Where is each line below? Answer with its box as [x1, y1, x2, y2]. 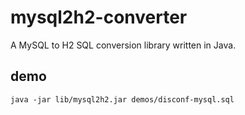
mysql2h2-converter [10, 6, 188, 29]
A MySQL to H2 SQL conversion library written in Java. [10, 39, 237, 51]
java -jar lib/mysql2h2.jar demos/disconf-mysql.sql [10, 94, 235, 105]
